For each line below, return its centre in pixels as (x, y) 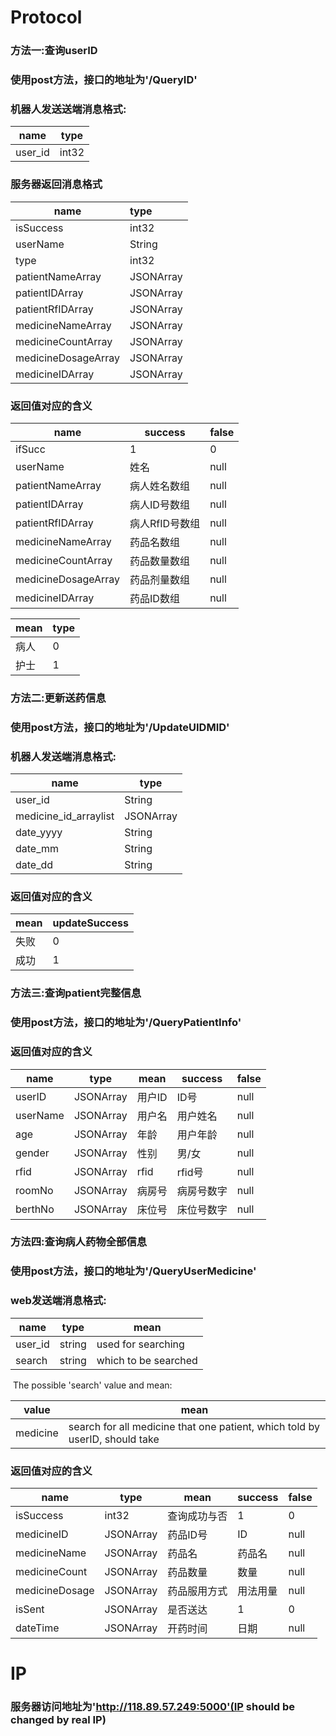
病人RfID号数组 (165, 523)
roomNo (34, 1190)
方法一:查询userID (54, 51)
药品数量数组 (160, 561)
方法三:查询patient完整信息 (76, 993)
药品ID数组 (154, 598)
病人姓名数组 (160, 486)
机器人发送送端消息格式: (68, 109)
